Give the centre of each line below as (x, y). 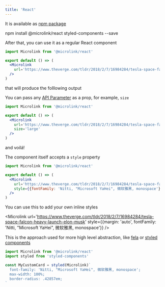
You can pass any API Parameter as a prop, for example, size (67, 97)
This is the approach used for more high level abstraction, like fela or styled (82, 237)
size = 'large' (27, 129)
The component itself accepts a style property (53, 157)
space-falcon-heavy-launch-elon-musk (45, 222)
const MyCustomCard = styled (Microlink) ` (48, 265)
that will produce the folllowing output (43, 88)
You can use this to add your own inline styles (52, 207)
